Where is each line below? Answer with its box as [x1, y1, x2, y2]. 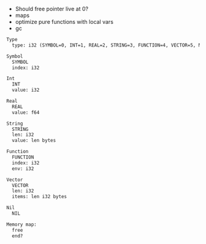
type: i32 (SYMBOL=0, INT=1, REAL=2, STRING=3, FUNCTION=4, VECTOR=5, [12, 42, 196, 48]
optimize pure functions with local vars [15, 18, 113, 25]
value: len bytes [12, 138, 56, 144]
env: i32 [12, 165, 34, 172]
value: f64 [12, 109, 40, 116]
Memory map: [6, 221, 37, 227]
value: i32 [12, 87, 40, 94]
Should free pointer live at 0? [15, 6, 89, 12]
